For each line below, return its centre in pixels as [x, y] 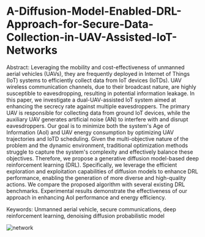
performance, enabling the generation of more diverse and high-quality [96, 178]
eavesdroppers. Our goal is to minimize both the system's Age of [88, 126]
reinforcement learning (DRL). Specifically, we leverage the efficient [92, 165]
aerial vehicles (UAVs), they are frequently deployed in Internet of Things [98, 73]
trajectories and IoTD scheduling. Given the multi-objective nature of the [97, 138]
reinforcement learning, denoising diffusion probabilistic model [86, 216]
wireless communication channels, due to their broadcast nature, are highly [102, 86]
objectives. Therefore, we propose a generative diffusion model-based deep [102, 158]
